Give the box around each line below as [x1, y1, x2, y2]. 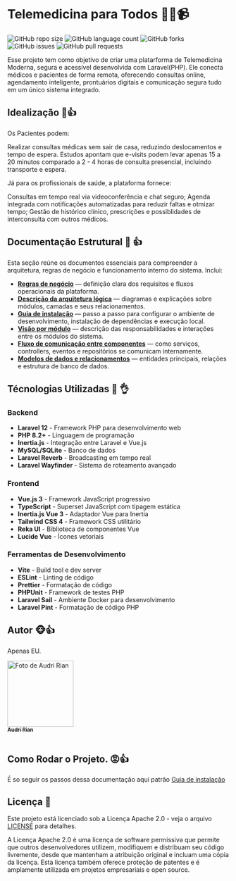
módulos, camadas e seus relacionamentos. [17, 301, 146, 311]
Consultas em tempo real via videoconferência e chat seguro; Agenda [7, 192, 211, 201]
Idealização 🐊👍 [7, 107, 77, 119]
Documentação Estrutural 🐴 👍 [7, 236, 143, 248]
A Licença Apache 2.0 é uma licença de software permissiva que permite [7, 836, 220, 844]
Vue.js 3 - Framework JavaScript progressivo [17, 494, 151, 503]
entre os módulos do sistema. [17, 332, 104, 340]
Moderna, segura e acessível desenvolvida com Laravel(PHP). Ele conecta [7, 63, 223, 71]
